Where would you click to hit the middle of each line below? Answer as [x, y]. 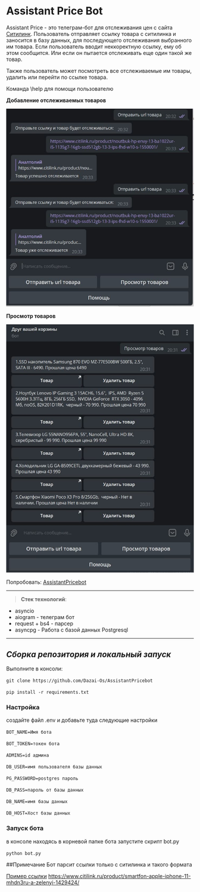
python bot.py [24, 853]
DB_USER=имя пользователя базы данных [54, 767]
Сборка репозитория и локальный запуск [89, 654]
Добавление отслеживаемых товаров [56, 100]
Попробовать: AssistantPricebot [46, 582]
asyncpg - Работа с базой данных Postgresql [71, 630]
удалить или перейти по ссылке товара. [57, 77]
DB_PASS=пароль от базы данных [45, 790]
